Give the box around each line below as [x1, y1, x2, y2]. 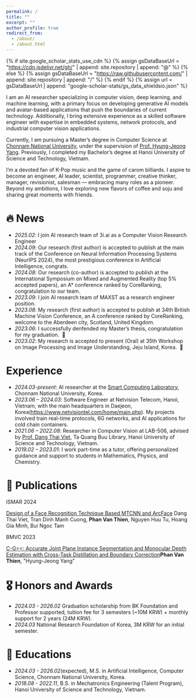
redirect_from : [6, 30, 43, 36]
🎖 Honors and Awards [6, 579, 113, 592]
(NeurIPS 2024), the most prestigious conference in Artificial [14, 256, 161, 263]
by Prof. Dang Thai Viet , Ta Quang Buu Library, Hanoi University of [14, 433, 175, 440]
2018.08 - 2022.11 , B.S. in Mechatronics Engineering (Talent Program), [14, 680, 184, 687]
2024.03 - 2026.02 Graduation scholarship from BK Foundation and [14, 602, 178, 609]
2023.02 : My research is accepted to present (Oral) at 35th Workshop [14, 337, 183, 344]
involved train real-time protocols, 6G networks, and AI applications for [14, 415, 186, 422]
